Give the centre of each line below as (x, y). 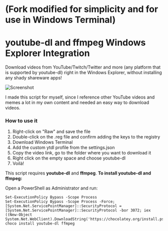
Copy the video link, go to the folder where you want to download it (82, 153)
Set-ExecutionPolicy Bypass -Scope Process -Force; (60, 202)
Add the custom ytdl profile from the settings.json (63, 147)
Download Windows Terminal (42, 142)
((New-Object (19, 215)
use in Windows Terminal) (60, 20)
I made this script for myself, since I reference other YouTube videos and (80, 97)
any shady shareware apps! (34, 78)
